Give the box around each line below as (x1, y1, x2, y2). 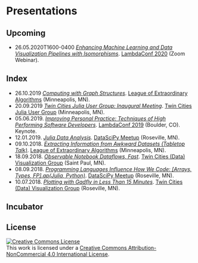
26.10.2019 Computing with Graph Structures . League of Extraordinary (14, 89, 188, 97)
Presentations (6, 4, 78, 18)
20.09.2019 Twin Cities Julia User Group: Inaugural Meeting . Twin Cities (14, 102, 192, 109)
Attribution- (128, 245, 157, 252)
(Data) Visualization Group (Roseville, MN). (14, 184, 120, 191)
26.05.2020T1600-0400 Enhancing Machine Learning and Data (14, 44, 173, 51)
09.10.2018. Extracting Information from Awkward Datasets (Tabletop (14, 140, 185, 147)
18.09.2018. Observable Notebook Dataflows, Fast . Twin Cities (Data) (14, 153, 185, 160)
